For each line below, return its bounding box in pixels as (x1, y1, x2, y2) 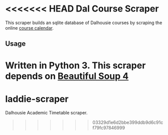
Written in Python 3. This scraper (5, 60, 146, 71)
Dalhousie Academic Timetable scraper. (5, 110, 88, 116)
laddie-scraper (5, 93, 69, 104)
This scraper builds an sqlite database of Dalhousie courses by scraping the (5, 20, 162, 26)
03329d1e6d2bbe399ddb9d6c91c (92, 119, 163, 125)
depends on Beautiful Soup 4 (5, 70, 129, 82)
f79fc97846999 (92, 125, 125, 131)
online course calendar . (5, 25, 54, 31)
